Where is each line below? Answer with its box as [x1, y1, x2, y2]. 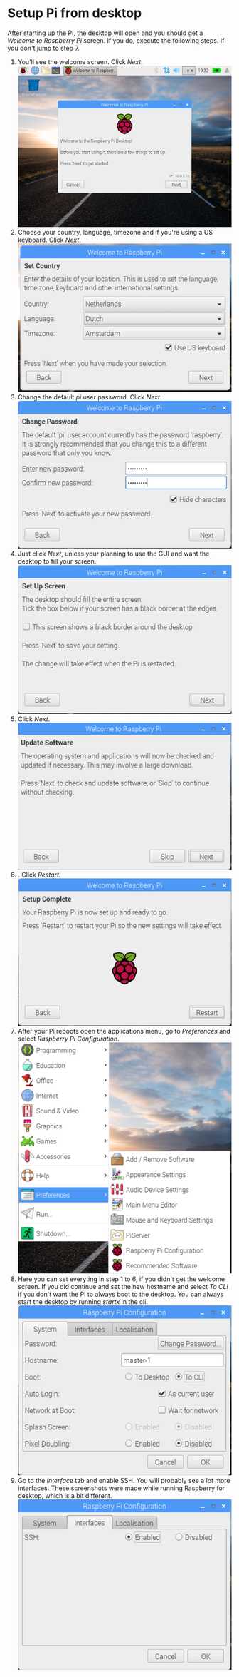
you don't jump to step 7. [7, 44, 80, 52]
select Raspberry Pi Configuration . [17, 1034, 119, 1043]
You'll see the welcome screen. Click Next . [17, 57, 144, 66]
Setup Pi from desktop [7, 5, 142, 21]
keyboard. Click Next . [17, 235, 82, 244]
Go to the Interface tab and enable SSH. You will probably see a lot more [17, 1477, 230, 1485]
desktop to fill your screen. [17, 557, 97, 566]
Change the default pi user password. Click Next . [17, 393, 162, 402]
